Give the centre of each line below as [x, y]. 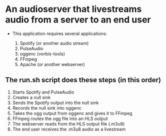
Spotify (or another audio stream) [54, 43]
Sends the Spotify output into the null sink [55, 103]
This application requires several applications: [60, 33]
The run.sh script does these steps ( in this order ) [83, 80]
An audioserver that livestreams [73, 9]
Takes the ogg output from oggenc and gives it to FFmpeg [72, 113]
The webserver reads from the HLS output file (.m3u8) [68, 124]
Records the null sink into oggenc [47, 108]
